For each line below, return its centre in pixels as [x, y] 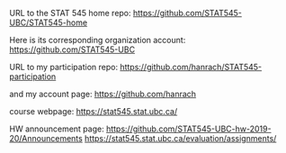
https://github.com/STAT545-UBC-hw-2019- [189, 129]
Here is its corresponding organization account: [98, 40]
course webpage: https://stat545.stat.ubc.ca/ [94, 111]
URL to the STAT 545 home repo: [71, 13]
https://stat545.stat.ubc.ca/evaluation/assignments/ [180, 138]
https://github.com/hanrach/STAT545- [191, 67]
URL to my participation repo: [64, 67]
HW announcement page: [57, 129]
